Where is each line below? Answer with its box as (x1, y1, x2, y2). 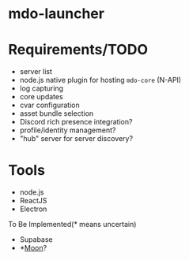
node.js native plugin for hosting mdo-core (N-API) (19, 76, 182, 85)
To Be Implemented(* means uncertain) (8, 220, 137, 229)
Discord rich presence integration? (19, 117, 133, 127)
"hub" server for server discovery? (19, 134, 133, 143)
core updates (19, 92, 63, 102)
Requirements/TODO (8, 41, 149, 59)
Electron (19, 204, 47, 214)
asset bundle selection (19, 109, 94, 118)
